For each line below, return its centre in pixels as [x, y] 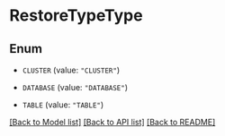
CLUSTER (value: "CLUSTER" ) [71, 70]
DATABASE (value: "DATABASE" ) [75, 87]
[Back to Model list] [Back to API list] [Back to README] [112, 122]
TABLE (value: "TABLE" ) [63, 105]
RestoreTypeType [76, 16]
